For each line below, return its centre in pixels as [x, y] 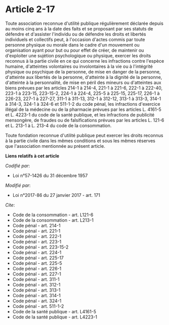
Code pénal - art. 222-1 [37, 236]
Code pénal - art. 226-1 [37, 268]
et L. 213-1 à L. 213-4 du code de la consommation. [59, 126]
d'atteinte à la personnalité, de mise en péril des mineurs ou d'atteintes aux [83, 83]
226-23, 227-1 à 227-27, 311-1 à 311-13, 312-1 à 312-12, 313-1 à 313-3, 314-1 [83, 98]
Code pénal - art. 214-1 [36, 225]
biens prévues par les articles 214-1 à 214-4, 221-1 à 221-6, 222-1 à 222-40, [84, 88]
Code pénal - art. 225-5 [37, 263]
